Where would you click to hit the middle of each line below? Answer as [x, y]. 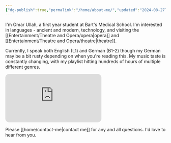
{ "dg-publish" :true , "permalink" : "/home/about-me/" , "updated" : [73, 10]
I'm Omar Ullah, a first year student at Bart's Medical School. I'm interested [84, 24]
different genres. [23, 67]
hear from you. [21, 135]
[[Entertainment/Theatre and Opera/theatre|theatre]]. [61, 41]
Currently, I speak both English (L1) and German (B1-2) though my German [83, 50]
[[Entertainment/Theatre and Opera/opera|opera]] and [62, 35]
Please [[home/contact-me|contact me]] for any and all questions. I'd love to [85, 129]
